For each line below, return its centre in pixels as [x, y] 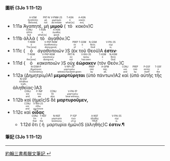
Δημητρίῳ [36, 75]
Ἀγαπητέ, [33, 26]
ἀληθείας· [23, 88]
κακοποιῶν [49, 63]
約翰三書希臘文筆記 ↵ [28, 153]
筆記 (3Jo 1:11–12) [24, 137]
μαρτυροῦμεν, [73, 100]
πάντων [105, 75]
